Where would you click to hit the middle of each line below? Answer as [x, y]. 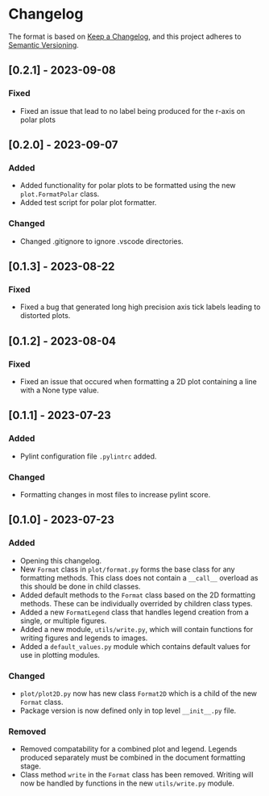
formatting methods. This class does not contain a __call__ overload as [139, 577]
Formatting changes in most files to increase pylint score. [115, 494]
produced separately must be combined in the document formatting [132, 758]
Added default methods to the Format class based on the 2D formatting [138, 595]
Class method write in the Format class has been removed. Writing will [137, 775]
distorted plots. [45, 316]
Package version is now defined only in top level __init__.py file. [128, 710]
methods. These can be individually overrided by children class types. [136, 603]
